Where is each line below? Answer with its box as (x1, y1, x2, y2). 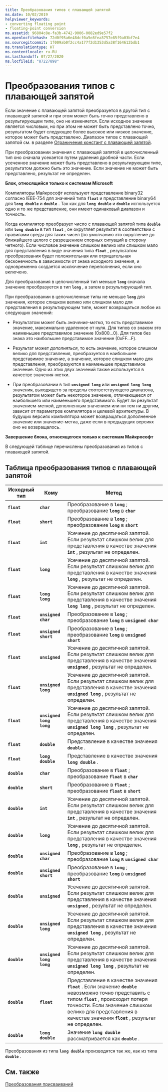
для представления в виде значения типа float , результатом (5, 248, 137, 254)
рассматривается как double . (67, 1035, 140, 1042)
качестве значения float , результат (67, 1014, 156, 1021)
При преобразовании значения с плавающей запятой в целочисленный (5, 149, 159, 155)
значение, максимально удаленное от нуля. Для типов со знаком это (12, 325, 161, 331)
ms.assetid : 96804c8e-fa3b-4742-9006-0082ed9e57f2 (5, 31, 113, 36)
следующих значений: (5, 309, 53, 316)
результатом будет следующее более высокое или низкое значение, (5, 129, 153, 135)
